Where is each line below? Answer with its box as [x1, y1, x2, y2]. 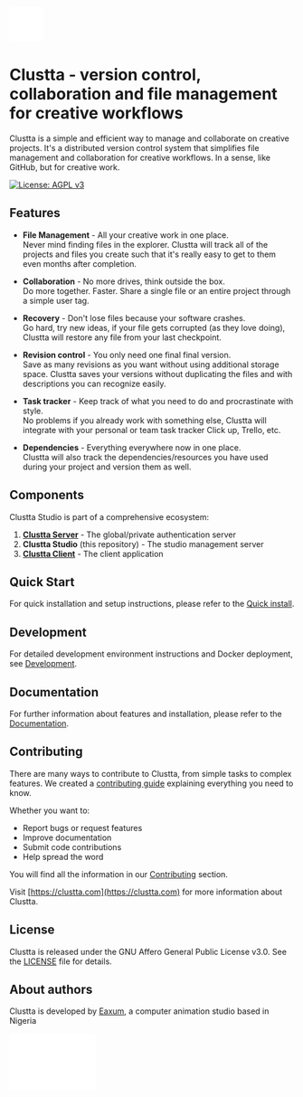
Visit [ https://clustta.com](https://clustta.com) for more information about [9, 886, 283, 897]
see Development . [9, 658, 78, 669]
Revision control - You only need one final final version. [22, 349, 232, 360]
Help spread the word [22, 851, 104, 862]
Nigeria [9, 1016, 37, 1026]
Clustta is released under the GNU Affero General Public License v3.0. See [9, 946, 288, 957]
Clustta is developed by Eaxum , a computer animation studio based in [9, 1006, 270, 1017]
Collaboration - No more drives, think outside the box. [22, 276, 226, 287]
